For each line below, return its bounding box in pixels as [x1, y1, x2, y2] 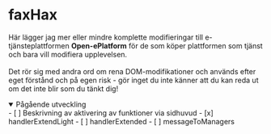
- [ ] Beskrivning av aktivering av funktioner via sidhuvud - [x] [8, 107, 214, 118]
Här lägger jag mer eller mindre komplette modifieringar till [8, 32, 204, 42]
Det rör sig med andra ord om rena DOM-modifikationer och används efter [8, 66, 256, 76]
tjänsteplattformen [8, 40, 70, 50]
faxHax [8, 6, 58, 24]
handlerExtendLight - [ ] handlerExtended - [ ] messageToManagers [8, 116, 235, 126]
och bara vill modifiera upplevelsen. [8, 49, 128, 59]
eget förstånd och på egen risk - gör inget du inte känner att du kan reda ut [8, 75, 259, 85]
